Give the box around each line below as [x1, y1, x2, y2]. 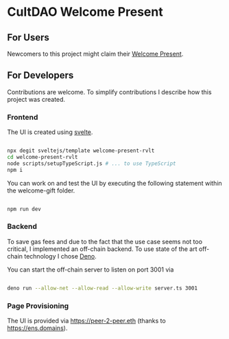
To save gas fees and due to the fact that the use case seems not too [7, 237, 203, 245]
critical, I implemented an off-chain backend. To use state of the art [7, 245, 197, 253]
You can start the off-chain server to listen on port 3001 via [7, 265, 174, 274]
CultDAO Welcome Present [7, 4, 163, 20]
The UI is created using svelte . [7, 128, 93, 136]
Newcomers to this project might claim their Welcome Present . [7, 50, 184, 58]
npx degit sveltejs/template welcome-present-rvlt [7, 147, 155, 155]
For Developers [7, 69, 74, 81]
